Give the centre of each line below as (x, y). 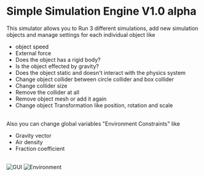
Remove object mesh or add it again (61, 99)
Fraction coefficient (40, 148)
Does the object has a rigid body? (58, 59)
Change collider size (41, 86)
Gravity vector (33, 136)
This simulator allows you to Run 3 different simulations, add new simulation (102, 28)
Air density (29, 142)
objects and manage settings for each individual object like (81, 34)
